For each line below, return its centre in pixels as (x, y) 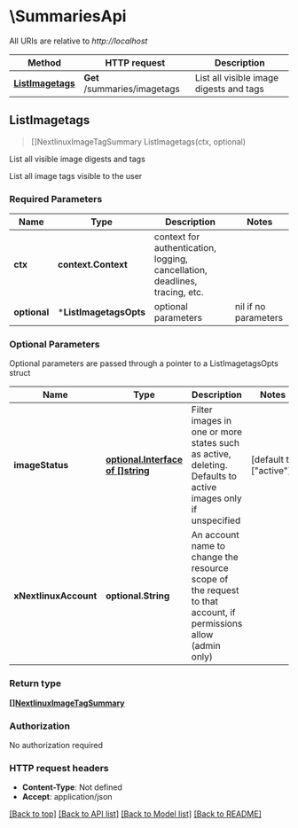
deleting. (209, 465)
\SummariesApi (68, 16)
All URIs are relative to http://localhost (78, 41)
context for (177, 237)
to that (205, 602)
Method (45, 62)
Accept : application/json (67, 797)
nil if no (250, 307)
